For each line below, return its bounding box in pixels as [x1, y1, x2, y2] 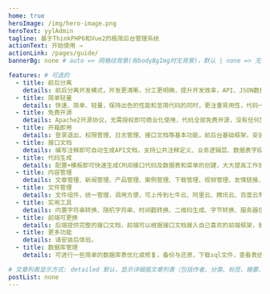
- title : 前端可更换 [15, 213, 79, 222]
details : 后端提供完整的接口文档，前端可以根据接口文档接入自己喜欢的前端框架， [22, 221, 259, 230]
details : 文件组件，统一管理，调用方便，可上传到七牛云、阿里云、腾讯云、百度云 [22, 191, 259, 199]
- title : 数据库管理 [15, 243, 79, 252]
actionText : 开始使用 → [8, 42, 83, 50]
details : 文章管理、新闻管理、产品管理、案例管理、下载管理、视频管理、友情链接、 [22, 176, 265, 184]
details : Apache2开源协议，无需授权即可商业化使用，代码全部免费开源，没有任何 [22, 116, 260, 125]
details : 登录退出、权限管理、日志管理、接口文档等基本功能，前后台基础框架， [22, 131, 253, 139]
